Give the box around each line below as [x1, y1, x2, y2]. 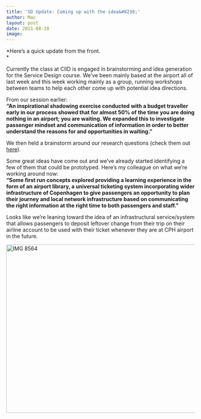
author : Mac [6, 14, 36, 20]
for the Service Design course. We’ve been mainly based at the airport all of [6, 72, 193, 79]
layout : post [6, 20, 39, 26]
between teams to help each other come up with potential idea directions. [6, 84, 188, 92]
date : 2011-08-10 [6, 25, 50, 32]
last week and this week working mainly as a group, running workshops [6, 78, 182, 86]
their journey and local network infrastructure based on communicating [6, 196, 188, 203]
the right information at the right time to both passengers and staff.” [6, 202, 179, 209]
